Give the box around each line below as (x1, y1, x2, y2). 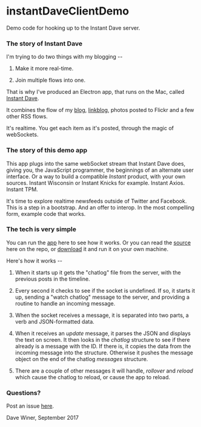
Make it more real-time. (15, 65, 74, 72)
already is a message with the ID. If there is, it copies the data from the (15, 342, 191, 350)
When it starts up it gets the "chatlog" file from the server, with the (15, 269, 182, 276)
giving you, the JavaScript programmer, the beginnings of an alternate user (6, 166, 194, 174)
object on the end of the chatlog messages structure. (15, 355, 148, 362)
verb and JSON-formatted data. (15, 318, 95, 325)
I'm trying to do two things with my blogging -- (6, 53, 123, 60)
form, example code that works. (6, 210, 86, 217)
